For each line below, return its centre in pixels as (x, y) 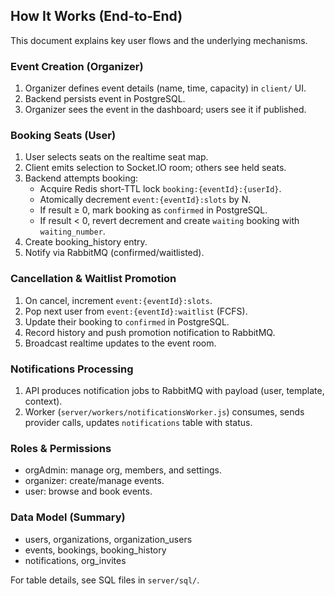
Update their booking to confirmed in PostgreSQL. (127, 321)
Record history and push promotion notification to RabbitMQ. (150, 332)
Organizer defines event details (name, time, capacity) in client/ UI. (165, 88)
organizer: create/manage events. (94, 481)
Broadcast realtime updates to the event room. (120, 343)
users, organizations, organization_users (108, 539)
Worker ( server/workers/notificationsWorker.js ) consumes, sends (164, 412)
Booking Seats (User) (63, 136)
